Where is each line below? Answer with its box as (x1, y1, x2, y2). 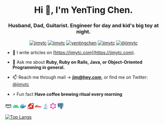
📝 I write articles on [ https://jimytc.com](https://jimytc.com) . (12, 49, 135, 56)
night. (76, 28, 91, 35)
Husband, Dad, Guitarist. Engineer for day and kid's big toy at (8, 22, 159, 29)
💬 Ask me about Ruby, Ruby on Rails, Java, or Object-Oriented (12, 59, 143, 65)
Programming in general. (12, 64, 65, 71)
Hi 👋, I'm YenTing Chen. (34, 4, 133, 16)
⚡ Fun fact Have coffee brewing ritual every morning (12, 91, 123, 97)
